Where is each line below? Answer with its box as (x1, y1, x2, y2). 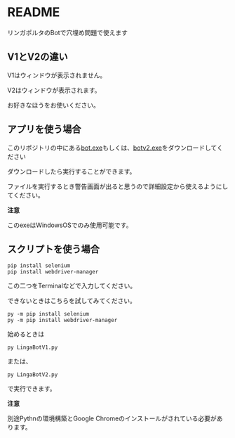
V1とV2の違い (7, 51, 68, 63)
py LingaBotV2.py (7, 371, 58, 378)
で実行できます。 (7, 385, 56, 393)
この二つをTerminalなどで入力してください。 (7, 282, 137, 290)
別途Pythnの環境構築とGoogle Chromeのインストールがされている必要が (7, 414, 217, 423)
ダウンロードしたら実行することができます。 (7, 167, 136, 176)
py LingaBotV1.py (7, 344, 58, 352)
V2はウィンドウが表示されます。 (7, 86, 101, 94)
